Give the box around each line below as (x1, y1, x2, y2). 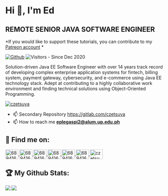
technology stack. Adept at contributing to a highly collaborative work (5, 80, 153, 86)
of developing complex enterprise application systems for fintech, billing (5, 69, 158, 75)
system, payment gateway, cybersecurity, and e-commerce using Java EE (5, 75, 162, 81)
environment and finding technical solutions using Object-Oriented (5, 85, 146, 92)
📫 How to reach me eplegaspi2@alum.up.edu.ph (12, 119, 120, 125)
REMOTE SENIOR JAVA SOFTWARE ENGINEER (5, 25, 155, 34)
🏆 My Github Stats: (5, 169, 70, 178)
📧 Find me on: (5, 136, 50, 144)
